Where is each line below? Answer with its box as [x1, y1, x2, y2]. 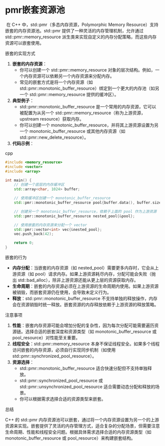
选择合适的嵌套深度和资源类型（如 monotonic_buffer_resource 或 [25, 329, 157, 335]
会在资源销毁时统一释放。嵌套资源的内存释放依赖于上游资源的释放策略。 [12, 302, 159, 308]
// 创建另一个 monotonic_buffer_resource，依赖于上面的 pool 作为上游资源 [14, 209, 157, 214]
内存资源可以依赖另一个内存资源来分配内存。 [24, 73, 114, 79]
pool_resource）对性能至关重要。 [12, 335, 80, 341]
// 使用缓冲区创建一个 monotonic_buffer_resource [14, 196, 111, 201]
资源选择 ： [12, 359, 34, 365]
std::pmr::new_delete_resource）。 [19, 134, 89, 140]
